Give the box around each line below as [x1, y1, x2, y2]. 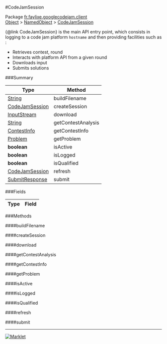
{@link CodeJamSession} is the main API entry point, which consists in [5, 29, 151, 34]
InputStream [7, 111, 36, 118]
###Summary [5, 75, 33, 80]
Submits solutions [12, 65, 49, 71]
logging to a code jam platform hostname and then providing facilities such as [5, 34, 162, 40]
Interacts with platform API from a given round [12, 54, 107, 60]
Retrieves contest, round [12, 49, 63, 55]
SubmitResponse [7, 176, 48, 182]
